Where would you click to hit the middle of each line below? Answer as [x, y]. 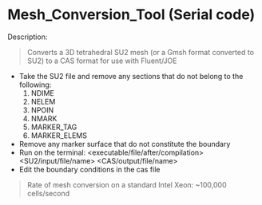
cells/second [48, 193]
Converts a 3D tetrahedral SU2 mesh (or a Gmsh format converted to [141, 52]
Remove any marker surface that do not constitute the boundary [125, 144]
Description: [28, 37]
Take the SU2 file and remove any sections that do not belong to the [131, 76]
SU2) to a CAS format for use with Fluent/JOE [102, 61]
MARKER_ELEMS [59, 135]
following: [35, 85]
